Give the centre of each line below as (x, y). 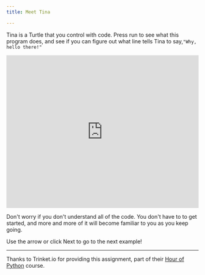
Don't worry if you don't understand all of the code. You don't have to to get (102, 216)
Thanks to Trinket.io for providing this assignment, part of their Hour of (95, 259)
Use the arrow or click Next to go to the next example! (74, 241)
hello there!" (24, 47)
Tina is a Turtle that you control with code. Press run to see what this (92, 35)
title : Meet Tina (28, 12)
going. (14, 229)
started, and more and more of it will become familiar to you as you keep (97, 223)
